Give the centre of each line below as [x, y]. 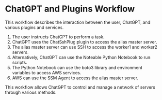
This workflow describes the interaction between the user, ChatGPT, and [78, 22]
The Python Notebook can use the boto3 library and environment [77, 67]
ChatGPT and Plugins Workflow [70, 9]
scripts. [20, 62]
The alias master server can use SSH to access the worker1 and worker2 [85, 47]
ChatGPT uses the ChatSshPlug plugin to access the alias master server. [85, 42]
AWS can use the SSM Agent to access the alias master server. [75, 78]
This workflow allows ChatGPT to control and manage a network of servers [80, 87]
